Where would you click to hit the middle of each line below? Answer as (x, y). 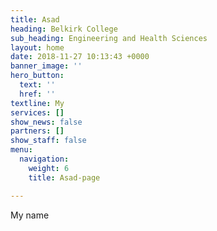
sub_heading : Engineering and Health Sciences (109, 38)
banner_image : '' (46, 66)
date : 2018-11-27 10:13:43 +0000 (80, 57)
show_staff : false (48, 141)
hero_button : (37, 76)
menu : (21, 150)
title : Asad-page (64, 177)
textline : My (37, 103)
